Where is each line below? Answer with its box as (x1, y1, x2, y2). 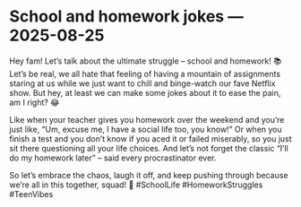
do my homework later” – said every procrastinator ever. (9, 152, 217, 163)
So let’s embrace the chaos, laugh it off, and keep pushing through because (9, 169, 288, 180)
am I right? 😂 (9, 97, 60, 108)
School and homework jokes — (9, 6, 244, 27)
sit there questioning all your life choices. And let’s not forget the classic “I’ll (9, 142, 288, 153)
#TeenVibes (9, 188, 54, 199)
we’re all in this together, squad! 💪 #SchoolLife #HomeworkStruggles (9, 179, 263, 190)
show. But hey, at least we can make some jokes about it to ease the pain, (9, 87, 281, 98)
